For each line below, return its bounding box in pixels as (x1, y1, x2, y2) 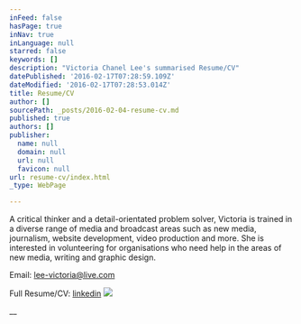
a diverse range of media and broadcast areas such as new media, (9, 223, 257, 235)
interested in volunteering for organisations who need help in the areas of (9, 243, 282, 254)
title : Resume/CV (9, 88, 75, 97)
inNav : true (9, 30, 54, 39)
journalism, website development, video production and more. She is (9, 233, 264, 244)
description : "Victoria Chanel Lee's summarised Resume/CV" (9, 64, 241, 73)
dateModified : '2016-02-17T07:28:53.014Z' (9, 80, 171, 89)
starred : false (9, 47, 67, 56)
